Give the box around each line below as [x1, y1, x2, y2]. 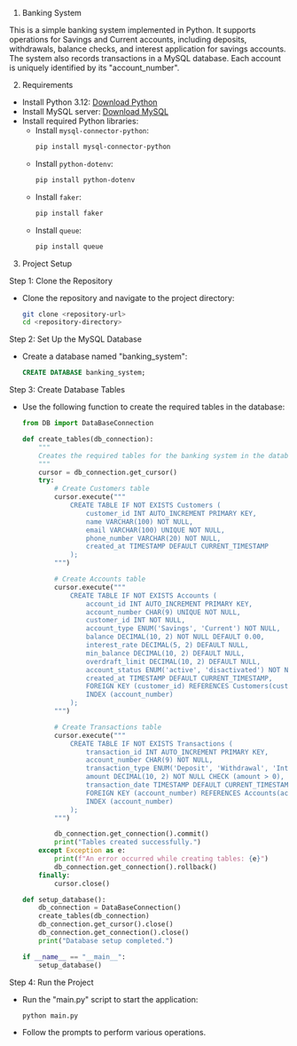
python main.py [21, 1011, 79, 1020]
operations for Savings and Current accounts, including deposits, [9, 35, 247, 44]
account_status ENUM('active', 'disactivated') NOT [85, 665, 281, 674]
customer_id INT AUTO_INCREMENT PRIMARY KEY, [85, 509, 257, 518]
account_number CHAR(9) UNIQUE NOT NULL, [85, 607, 241, 616]
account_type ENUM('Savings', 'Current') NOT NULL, [85, 624, 281, 633]
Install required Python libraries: [21, 115, 139, 126]
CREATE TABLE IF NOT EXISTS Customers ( [69, 501, 222, 510]
